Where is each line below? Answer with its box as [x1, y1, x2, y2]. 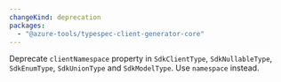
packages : [9, 21, 46, 30]
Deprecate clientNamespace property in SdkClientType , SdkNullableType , [9, 54, 273, 64]
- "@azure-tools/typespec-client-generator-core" [17, 29, 205, 38]
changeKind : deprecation [9, 12, 101, 22]
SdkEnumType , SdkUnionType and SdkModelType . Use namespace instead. [9, 63, 260, 73]
